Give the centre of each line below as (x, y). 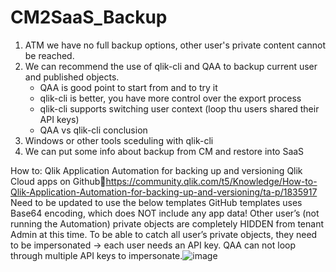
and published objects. (72, 77)
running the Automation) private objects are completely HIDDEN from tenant (167, 223)
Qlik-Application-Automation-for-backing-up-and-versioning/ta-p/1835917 (164, 192)
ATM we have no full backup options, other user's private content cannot (175, 45)
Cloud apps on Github (55, 181)
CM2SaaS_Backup (89, 17)
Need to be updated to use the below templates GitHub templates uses (156, 202)
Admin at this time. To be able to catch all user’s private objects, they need (164, 234)
